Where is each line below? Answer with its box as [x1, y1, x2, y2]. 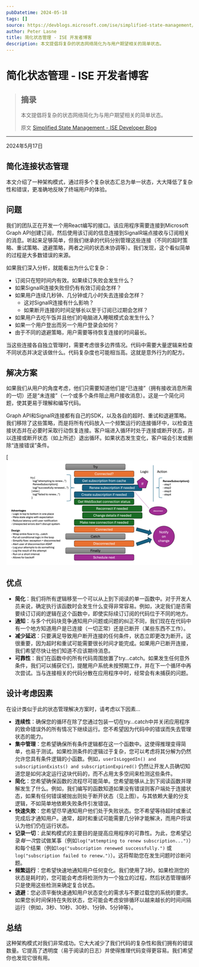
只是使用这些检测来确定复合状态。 [14, 881, 98, 889]
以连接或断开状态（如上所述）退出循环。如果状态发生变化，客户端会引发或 [6, 434, 188, 442]
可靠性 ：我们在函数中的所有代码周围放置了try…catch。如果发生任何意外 [14, 654, 190, 662]
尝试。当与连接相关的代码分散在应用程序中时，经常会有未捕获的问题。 [20, 669, 191, 676]
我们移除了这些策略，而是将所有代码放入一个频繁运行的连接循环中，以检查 [6, 420, 188, 427]
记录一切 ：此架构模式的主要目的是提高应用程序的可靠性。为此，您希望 [14, 829, 187, 836]
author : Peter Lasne [6, 29, 57, 34]
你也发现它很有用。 [6, 955, 53, 962]
